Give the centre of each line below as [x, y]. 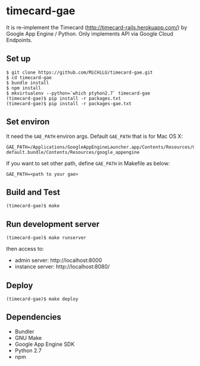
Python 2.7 [28, 350]
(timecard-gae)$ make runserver [46, 238]
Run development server [53, 224]
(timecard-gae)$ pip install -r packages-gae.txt [69, 103]
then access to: [25, 249]
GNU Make [28, 337]
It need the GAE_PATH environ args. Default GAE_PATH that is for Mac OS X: [95, 136]
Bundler [24, 332]
